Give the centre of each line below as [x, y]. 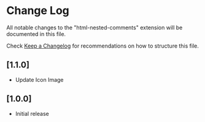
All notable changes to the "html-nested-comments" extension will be [95, 27]
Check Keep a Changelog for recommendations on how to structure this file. [103, 46]
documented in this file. [36, 34]
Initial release [32, 113]
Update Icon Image [39, 79]
